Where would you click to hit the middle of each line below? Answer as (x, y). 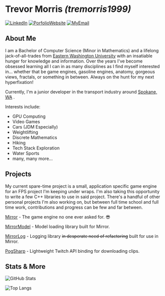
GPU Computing (29, 116)
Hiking (19, 143)
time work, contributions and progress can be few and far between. (74, 207)
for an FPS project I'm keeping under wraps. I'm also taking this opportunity (82, 191)
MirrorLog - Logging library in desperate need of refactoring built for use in (82, 236)
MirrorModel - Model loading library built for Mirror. (57, 226)
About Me (21, 38)
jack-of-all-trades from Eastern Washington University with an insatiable (79, 56)
